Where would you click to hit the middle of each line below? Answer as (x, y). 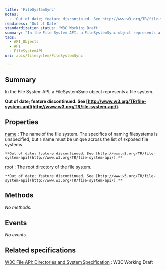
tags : (11, 38)
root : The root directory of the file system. (48, 167)
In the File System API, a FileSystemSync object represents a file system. (79, 92)
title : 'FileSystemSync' (31, 10)
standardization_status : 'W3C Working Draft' (53, 28)
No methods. (18, 207)
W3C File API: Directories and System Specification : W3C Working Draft (79, 262)
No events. (16, 234)
